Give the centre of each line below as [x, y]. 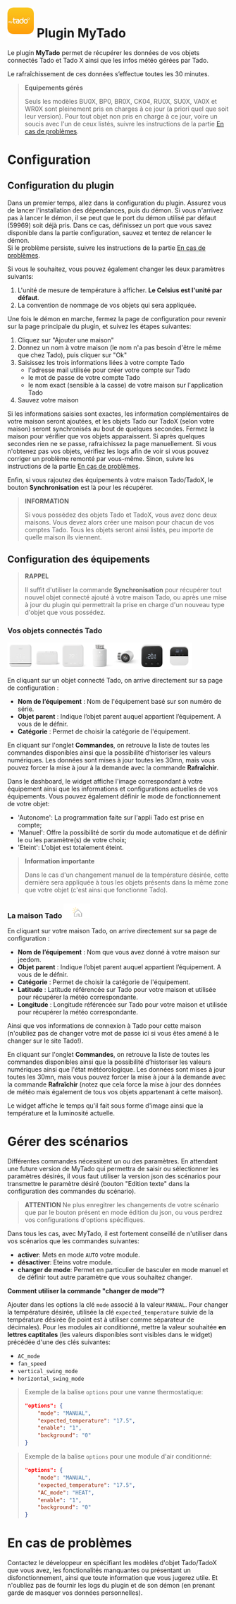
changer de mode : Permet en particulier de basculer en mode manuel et [123, 1269]
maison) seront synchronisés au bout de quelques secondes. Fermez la [111, 429]
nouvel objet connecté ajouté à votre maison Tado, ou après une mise [126, 597]
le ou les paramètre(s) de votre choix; [72, 839]
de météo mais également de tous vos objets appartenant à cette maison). [115, 1091]
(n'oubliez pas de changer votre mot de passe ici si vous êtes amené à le [113, 1033]
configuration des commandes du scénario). [72, 1191]
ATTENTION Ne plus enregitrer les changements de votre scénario [122, 1204]
